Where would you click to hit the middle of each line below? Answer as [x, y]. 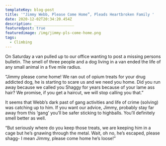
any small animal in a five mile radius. [43, 67]
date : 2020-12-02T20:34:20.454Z [39, 19]
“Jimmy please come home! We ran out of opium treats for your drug [75, 76]
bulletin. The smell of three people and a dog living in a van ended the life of [83, 62]
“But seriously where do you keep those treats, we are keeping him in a [78, 128]
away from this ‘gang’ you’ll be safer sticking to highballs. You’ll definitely [80, 113]
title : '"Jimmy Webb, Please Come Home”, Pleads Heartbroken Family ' [80, 14]
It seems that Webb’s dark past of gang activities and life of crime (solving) [82, 102]
